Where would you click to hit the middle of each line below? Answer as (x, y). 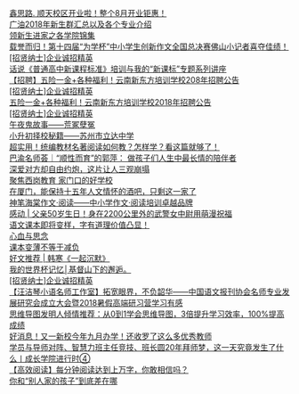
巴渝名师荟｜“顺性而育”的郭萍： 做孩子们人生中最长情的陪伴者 (123, 158)
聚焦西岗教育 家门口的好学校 (61, 180)
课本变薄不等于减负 (44, 247)
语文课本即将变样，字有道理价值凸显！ (79, 225)
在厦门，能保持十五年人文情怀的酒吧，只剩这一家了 (103, 191)
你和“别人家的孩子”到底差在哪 (64, 381)
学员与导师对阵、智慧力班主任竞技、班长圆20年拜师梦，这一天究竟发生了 (143, 347)
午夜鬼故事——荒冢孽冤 (52, 124)
